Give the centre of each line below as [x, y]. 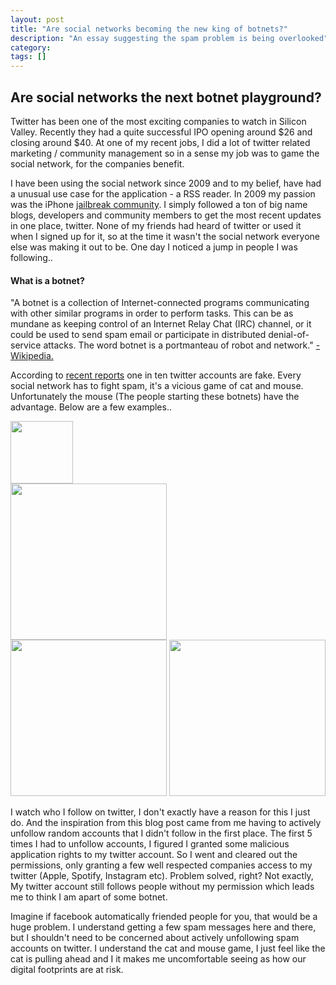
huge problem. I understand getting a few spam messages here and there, [163, 927]
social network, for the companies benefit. [97, 163]
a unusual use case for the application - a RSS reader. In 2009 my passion [163, 193]
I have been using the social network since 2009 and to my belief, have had [166, 183]
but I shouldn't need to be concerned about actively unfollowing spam [155, 938]
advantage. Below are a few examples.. [91, 407]
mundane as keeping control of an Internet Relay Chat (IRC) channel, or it [161, 324]
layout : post [37, 19]
